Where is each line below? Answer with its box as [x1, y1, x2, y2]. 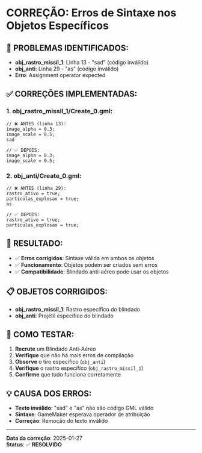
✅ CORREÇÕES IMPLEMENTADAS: [6, 89, 138, 99]
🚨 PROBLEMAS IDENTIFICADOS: [6, 43, 129, 53]
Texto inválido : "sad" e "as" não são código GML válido [14, 404, 154, 412]
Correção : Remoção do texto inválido [14, 417, 108, 425]
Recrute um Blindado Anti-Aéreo [14, 345, 96, 352]
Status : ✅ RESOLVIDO [6, 441, 62, 448]
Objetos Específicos [6, 19, 109, 33]
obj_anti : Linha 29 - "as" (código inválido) [14, 65, 119, 72]
